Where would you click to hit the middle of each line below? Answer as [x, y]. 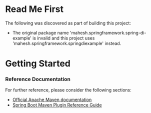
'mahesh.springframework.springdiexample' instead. [67, 43]
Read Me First [34, 9]
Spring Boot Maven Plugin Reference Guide [57, 105]
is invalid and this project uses [63, 38]
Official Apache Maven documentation [52, 100]
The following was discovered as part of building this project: [68, 23]
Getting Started [38, 64]
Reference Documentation [38, 79]
